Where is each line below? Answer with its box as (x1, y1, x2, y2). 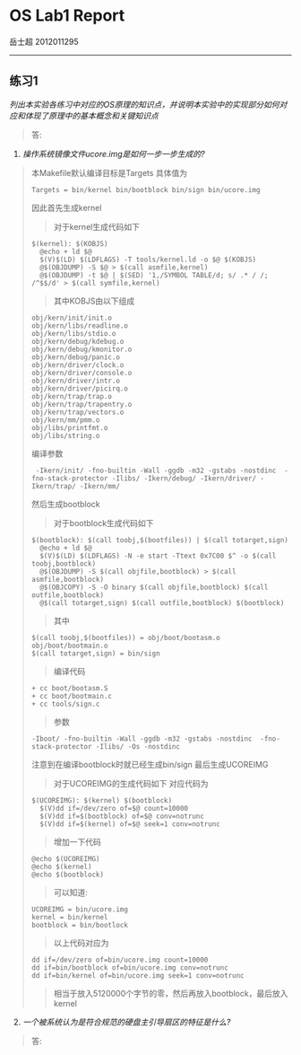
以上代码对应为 (53, 937, 109, 948)
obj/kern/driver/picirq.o (30, 383, 128, 393)
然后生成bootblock (30, 498, 100, 509)
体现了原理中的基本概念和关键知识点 (24, 110, 159, 121)
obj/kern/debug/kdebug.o (30, 337, 125, 346)
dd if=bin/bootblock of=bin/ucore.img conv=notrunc (30, 963, 228, 972)
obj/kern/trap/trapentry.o (30, 400, 133, 409)
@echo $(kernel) (30, 862, 92, 871)
